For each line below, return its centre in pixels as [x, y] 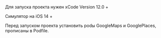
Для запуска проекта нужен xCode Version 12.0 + [57, 7]
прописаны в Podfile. [27, 31]
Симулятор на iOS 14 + [29, 16]
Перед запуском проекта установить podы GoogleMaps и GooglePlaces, [81, 25]
